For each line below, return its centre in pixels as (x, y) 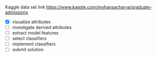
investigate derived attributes (42, 28)
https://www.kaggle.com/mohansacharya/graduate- (99, 7)
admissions (17, 12)
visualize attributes (31, 22)
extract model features (35, 33)
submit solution (28, 50)
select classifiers (29, 38)
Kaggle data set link (25, 7)
